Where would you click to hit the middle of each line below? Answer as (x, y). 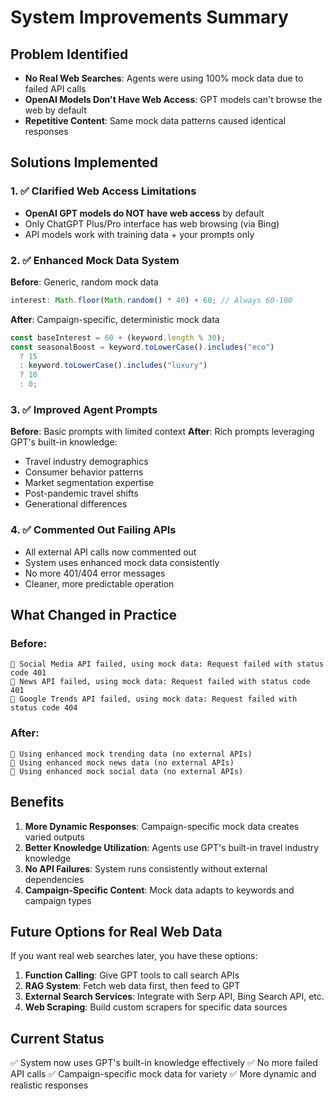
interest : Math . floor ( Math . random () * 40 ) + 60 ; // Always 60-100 (151, 300)
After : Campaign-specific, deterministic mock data (115, 319)
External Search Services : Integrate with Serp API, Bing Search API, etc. (174, 997)
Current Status (57, 1038)
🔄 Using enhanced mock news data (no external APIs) (122, 762)
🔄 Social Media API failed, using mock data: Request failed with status (167, 664)
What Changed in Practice (93, 615)
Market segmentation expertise (89, 483)
